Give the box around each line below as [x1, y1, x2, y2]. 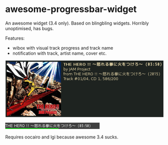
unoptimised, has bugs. [5, 25, 54, 31]
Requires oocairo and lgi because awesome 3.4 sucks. [5, 134, 119, 140]
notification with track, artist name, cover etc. [12, 50, 107, 56]
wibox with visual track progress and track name [12, 45, 114, 51]
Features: [5, 35, 25, 41]
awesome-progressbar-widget [5, 4, 137, 15]
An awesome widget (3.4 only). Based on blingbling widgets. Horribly [5, 20, 149, 26]
